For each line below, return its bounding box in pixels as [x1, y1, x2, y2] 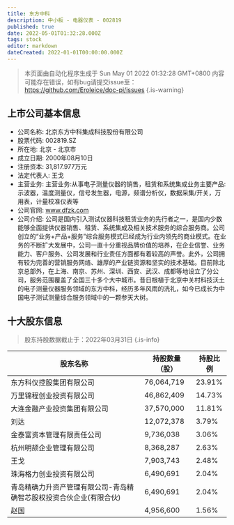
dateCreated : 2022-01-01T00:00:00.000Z [7, 50, 123, 56]
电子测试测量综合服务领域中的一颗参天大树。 [23, 293, 152, 301]
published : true [7, 23, 54, 30]
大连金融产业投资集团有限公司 [10, 404, 109, 413]
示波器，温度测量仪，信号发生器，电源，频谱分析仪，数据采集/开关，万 [17, 188, 221, 197]
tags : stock [7, 36, 42, 43]
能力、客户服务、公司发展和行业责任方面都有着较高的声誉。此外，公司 [17, 249, 219, 258]
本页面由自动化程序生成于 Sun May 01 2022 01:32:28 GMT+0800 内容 [24, 69, 225, 77]
